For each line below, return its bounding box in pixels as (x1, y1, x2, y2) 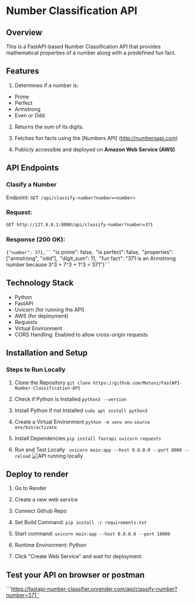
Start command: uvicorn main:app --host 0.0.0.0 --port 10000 (14, 530, 170, 537)
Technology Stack (6, 278, 74, 288)
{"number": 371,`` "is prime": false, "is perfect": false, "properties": (6, 249, 174, 256)
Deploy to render (6, 469, 69, 479)
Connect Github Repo (14, 507, 67, 514)
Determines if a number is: (14, 82, 79, 89)
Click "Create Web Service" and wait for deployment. (14, 553, 143, 560)
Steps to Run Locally (6, 365, 66, 374)
